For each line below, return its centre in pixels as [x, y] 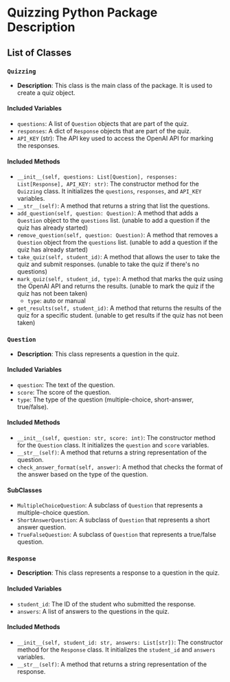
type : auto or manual [56, 301]
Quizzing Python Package [82, 13]
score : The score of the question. [64, 392]
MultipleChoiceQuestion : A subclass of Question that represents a [110, 505]
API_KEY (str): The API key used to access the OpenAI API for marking [115, 138]
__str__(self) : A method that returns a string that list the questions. [113, 206]
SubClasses [25, 490]
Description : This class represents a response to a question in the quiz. [118, 573]
